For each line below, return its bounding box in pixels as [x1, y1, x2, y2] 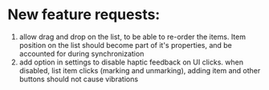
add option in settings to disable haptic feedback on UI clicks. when [18, 57, 244, 67]
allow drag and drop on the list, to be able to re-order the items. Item [18, 32, 247, 41]
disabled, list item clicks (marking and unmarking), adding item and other [18, 65, 261, 75]
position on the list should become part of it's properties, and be [18, 40, 232, 49]
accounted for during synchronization [18, 49, 145, 58]
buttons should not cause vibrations [18, 74, 138, 84]
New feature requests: [7, 6, 161, 24]
